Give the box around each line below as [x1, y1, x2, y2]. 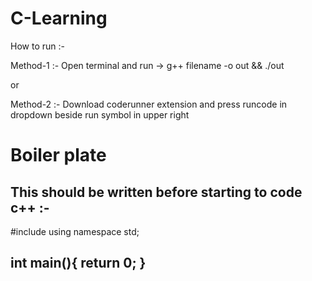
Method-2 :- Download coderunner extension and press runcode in [10, 98, 288, 110]
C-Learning [10, 7, 108, 30]
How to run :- [10, 40, 65, 52]
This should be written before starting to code [10, 183, 303, 201]
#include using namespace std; [10, 225, 140, 237]
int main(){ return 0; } [10, 255, 147, 272]
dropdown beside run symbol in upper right [10, 108, 190, 121]
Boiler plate [10, 144, 107, 167]
